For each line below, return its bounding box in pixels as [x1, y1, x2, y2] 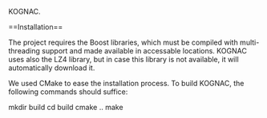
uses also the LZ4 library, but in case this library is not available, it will [8, 55, 239, 64]
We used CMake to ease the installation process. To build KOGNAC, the [8, 79, 245, 88]
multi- [239, 37, 260, 47]
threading [8, 46, 40, 55]
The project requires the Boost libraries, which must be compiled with [8, 37, 238, 47]
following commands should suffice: [8, 87, 128, 96]
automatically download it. [8, 63, 95, 73]
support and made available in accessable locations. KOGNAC [41, 46, 247, 55]
